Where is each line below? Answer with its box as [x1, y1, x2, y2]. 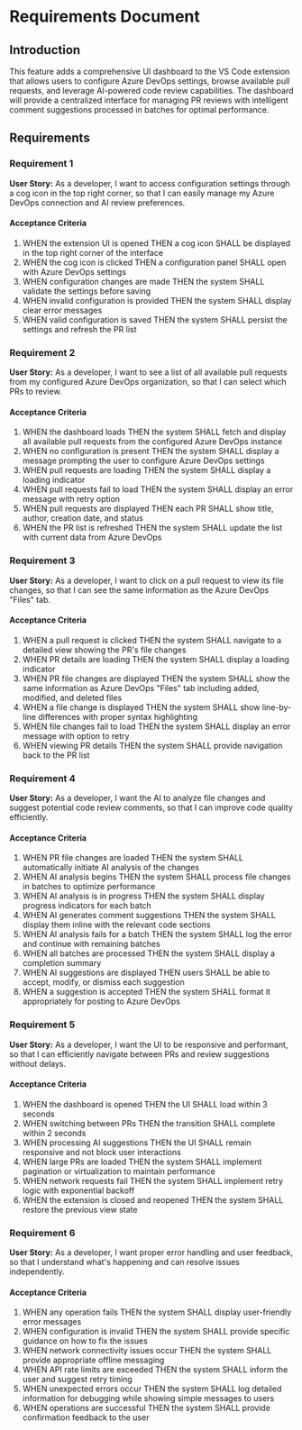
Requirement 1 [9, 158, 74, 170]
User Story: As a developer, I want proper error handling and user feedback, [9, 1247, 294, 1258]
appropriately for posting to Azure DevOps [22, 996, 180, 1006]
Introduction [9, 42, 81, 58]
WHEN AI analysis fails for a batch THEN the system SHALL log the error [22, 929, 293, 940]
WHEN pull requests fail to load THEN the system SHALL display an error [22, 484, 294, 495]
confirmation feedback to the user [22, 1412, 150, 1423]
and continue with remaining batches [22, 939, 160, 950]
